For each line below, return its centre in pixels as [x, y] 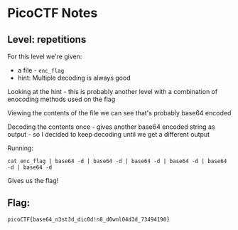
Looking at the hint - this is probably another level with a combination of [113, 92]
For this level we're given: [45, 56]
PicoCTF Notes [53, 13]
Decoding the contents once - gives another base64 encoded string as [111, 127]
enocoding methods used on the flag [61, 99]
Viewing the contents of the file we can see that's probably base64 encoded [119, 113]
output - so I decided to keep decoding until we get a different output [109, 134]
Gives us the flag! [33, 181]
